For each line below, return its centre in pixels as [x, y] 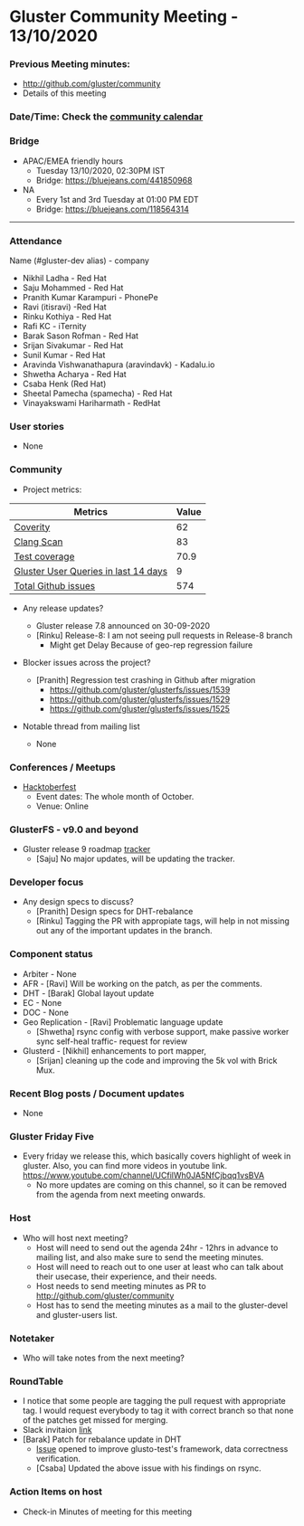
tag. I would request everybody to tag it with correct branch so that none [158, 1411]
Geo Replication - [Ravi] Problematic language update [123, 1022]
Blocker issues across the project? [86, 662]
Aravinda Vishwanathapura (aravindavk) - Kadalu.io [119, 365]
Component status [51, 954]
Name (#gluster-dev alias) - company [79, 261]
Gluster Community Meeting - [124, 17]
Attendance [36, 241]
